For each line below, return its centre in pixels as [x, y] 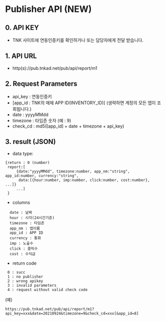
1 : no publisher [25, 277]
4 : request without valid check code [47, 290]
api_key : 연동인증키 [32, 96]
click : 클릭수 [24, 249]
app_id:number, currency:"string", [42, 176]
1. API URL [21, 56]
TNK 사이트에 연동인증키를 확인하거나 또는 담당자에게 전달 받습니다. [78, 40]
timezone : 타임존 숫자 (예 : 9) [42, 120]
